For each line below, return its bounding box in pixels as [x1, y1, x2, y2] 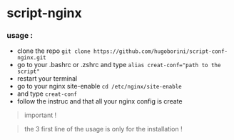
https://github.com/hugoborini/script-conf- [93, 48, 228, 55]
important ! [24, 111, 57, 119]
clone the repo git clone [16, 46, 91, 55]
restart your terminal [16, 74, 78, 83]
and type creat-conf [16, 89, 78, 98]
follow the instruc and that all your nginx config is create [16, 97, 183, 106]
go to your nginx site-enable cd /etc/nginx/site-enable [16, 82, 183, 91]
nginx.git [16, 54, 47, 61]
